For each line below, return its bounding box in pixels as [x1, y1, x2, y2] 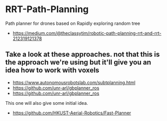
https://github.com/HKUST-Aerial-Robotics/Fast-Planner [12, 110, 131, 116]
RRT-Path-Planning [5, 4, 89, 15]
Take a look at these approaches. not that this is [5, 50, 160, 59]
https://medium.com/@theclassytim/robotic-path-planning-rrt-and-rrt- [12, 30, 162, 36]
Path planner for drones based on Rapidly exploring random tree [5, 20, 141, 26]
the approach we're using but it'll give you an [5, 58, 151, 67]
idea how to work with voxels [5, 66, 99, 74]
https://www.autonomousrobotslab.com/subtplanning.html [12, 79, 136, 86]
